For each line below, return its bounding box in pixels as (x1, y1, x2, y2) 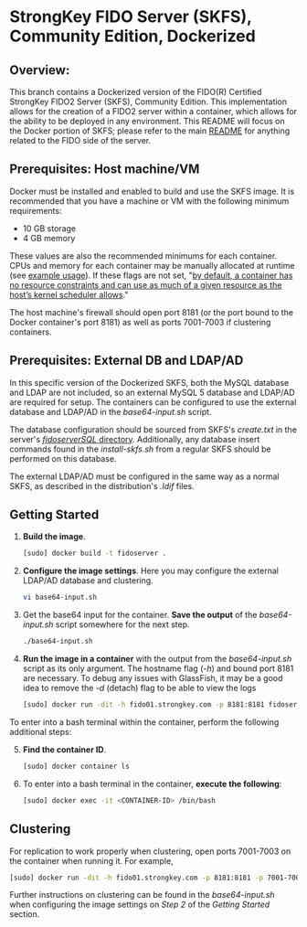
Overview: (9, 62, 70, 78)
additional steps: (9, 726, 72, 737)
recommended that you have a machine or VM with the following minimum (9, 195, 290, 207)
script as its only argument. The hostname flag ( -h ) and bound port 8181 (22, 663, 294, 674)
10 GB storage (22, 222, 76, 234)
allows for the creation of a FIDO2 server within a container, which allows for (9, 106, 298, 116)
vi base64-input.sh (22, 592, 98, 602)
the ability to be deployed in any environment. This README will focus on (9, 116, 285, 126)
